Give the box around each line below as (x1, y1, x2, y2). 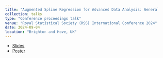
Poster (12, 48, 26, 54)
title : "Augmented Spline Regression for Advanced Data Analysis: (5, 7, 142, 12)
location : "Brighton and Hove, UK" (5, 29, 77, 34)
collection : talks (5, 12, 42, 16)
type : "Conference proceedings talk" (5, 16, 81, 21)
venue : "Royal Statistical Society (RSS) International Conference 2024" (5, 20, 158, 26)
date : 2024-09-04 (5, 25, 40, 30)
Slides (12, 43, 25, 48)
